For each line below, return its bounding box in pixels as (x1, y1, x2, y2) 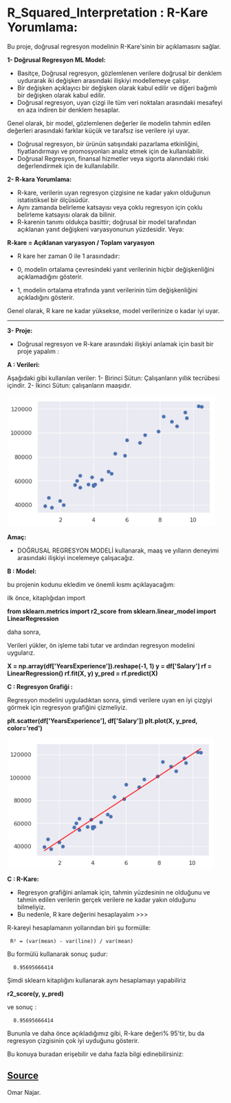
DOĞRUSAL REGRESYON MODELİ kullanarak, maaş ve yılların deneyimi (16, 546, 219, 555)
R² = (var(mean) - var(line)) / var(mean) (10, 937, 134, 944)
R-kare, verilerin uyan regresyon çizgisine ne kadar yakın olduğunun (16, 188, 211, 197)
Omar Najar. (7, 1088, 41, 1096)
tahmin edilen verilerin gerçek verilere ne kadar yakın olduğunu (16, 895, 196, 904)
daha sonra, (7, 628, 41, 636)
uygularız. (7, 648, 36, 657)
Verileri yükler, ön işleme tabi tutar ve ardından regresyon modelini (7, 641, 195, 649)
